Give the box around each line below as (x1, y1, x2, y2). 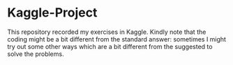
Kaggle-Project (7, 5, 98, 21)
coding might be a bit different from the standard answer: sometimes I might (7, 35, 227, 43)
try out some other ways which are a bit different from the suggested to (7, 42, 213, 50)
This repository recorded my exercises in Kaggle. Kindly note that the (7, 28, 206, 36)
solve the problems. (7, 50, 64, 58)
